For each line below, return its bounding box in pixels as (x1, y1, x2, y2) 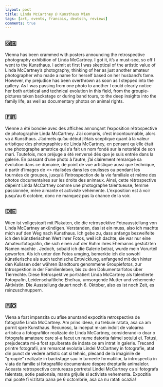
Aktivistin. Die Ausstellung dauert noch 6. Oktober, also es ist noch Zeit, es (5, 282, 155, 288)
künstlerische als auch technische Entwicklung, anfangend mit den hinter (5, 256, 152, 262)
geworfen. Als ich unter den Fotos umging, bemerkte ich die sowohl (5, 251, 141, 256)
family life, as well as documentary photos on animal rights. (5, 98, 124, 104)
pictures (5, 93, 22, 99)
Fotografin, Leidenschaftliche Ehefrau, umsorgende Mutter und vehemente (5, 276, 155, 283)
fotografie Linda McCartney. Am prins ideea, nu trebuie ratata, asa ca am (5, 319, 151, 325)
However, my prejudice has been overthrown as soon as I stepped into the (5, 77, 154, 83)
